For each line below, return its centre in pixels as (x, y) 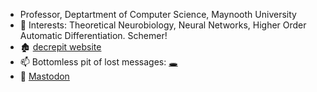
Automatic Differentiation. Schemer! (93, 35)
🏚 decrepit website (60, 47)
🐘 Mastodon (44, 76)
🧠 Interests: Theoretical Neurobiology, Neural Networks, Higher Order (163, 25)
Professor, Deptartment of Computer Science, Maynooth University (158, 14)
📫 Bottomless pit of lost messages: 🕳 (98, 62)
